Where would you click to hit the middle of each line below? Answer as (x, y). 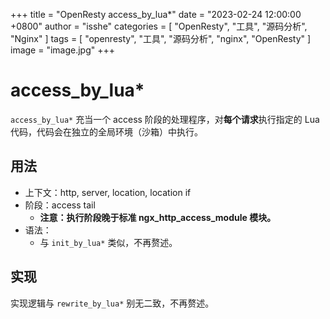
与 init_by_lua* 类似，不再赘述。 (108, 242)
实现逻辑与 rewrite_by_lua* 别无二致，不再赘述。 (112, 303)
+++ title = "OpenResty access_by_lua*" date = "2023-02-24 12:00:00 (156, 14)
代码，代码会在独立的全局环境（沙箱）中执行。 (106, 131)
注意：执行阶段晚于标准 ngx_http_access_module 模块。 (158, 217)
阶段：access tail (60, 205)
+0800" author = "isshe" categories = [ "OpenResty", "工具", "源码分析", (159, 26)
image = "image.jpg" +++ (63, 50)
